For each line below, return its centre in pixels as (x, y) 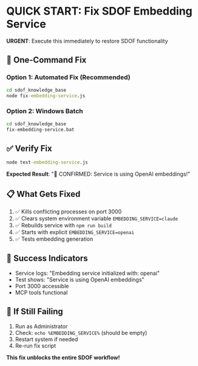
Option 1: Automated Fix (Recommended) (68, 77)
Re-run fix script (36, 345)
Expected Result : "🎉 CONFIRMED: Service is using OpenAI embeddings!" (98, 174)
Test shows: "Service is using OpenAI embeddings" (80, 279)
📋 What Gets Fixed (43, 194)
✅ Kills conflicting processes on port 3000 (68, 212)
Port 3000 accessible (42, 286)
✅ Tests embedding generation (54, 239)
